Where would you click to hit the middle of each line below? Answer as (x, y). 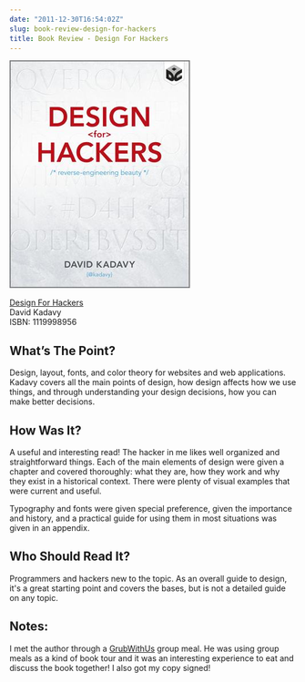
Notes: (29, 627)
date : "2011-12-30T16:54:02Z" (67, 19)
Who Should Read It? (70, 557)
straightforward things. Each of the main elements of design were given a (147, 462)
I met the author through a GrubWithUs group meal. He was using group (144, 648)
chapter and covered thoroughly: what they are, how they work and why (145, 472)
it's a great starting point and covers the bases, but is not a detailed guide (148, 588)
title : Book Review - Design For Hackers (89, 38)
